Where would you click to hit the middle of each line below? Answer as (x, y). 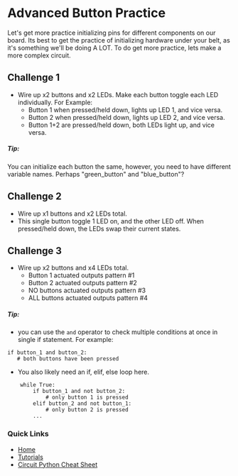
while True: (38, 385)
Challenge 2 (34, 197)
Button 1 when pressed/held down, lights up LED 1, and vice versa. (125, 110)
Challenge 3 (35, 251)
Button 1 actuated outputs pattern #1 (81, 275)
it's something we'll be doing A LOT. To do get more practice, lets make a (114, 48)
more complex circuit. (39, 55)
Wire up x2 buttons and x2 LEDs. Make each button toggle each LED (118, 94)
